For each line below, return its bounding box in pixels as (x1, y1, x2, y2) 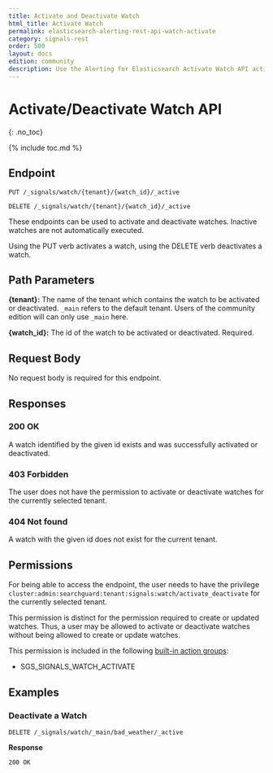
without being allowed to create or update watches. (8, 630, 181, 640)
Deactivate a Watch (8, 709, 88, 721)
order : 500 (8, 42, 45, 51)
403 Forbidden (8, 468, 69, 480)
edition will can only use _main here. (8, 312, 128, 322)
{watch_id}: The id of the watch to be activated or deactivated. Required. (8, 327, 254, 338)
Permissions (8, 558, 73, 572)
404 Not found (8, 516, 68, 528)
